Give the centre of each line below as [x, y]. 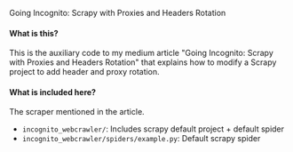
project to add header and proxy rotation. [84, 72]
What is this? [34, 33]
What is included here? [52, 92]
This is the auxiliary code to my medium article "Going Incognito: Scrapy [141, 53]
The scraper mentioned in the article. [77, 112]
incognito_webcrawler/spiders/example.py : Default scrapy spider [141, 139]
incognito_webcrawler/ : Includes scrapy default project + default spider [153, 129]
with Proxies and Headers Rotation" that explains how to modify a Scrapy [143, 62]
